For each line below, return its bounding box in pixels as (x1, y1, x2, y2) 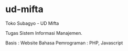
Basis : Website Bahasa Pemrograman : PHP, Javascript (5, 39, 123, 46)
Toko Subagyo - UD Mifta (5, 20, 59, 26)
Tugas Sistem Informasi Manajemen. (5, 30, 83, 36)
